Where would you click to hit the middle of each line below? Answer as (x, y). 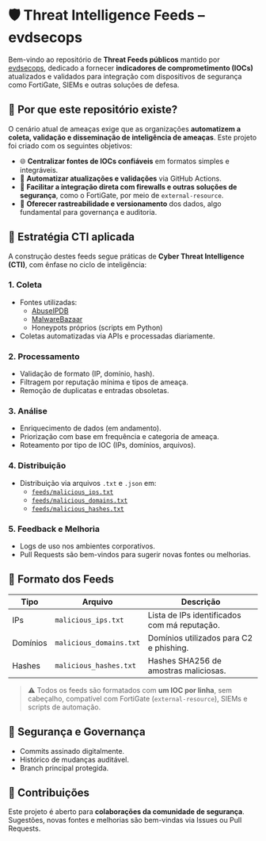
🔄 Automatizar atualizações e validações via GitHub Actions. (120, 178)
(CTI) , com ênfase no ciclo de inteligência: (78, 264)
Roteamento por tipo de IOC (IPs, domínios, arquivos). (108, 445)
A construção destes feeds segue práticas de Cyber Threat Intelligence (126, 256)
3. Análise (28, 411)
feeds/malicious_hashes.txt (78, 509)
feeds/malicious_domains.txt (80, 500)
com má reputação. (184, 625)
